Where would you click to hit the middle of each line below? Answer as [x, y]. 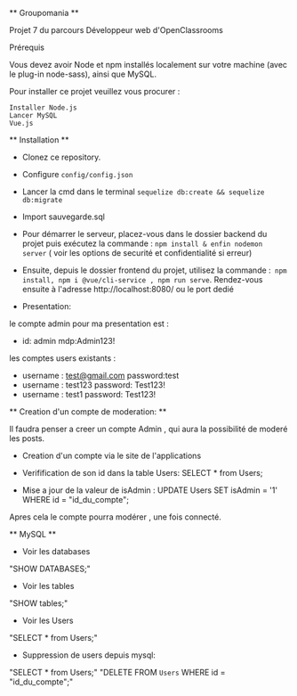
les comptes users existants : [63, 358]
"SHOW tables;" [39, 603]
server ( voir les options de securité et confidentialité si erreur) [137, 253]
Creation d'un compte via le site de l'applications [112, 455]
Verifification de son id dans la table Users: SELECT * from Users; [142, 473]
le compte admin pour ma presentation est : [89, 323]
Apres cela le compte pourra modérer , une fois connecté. [116, 517]
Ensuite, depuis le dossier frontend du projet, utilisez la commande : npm [154, 270]
